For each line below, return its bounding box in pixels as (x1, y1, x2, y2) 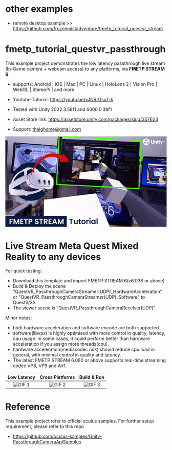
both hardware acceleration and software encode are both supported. (12, 325, 160, 331)
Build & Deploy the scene (12, 283, 66, 289)
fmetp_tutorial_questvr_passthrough (5, 43, 166, 55)
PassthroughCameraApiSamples (12, 438, 81, 445)
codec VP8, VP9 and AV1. (12, 363, 67, 369)
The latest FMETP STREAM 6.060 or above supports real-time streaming (12, 357, 166, 364)
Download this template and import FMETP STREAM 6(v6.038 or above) (12, 278, 165, 284)
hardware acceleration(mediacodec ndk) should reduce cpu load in (12, 346, 155, 353)
